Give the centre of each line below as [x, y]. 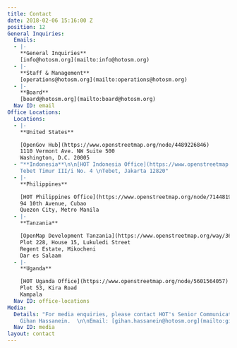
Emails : [25, 40]
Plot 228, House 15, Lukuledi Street [75, 242]
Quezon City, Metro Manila [60, 210]
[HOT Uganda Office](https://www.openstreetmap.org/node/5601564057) [124, 282]
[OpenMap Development [51, 236]
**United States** [47, 132]
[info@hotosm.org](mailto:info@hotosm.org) [85, 60]
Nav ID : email [34, 106]
